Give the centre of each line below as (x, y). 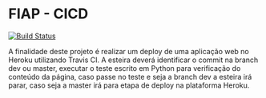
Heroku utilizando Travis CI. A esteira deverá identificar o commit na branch (133, 60)
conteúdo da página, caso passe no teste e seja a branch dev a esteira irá (130, 76)
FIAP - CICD (48, 14)
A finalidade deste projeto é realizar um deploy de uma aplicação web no (129, 51)
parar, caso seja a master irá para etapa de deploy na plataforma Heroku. (129, 85)
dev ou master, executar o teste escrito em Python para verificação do (125, 68)
